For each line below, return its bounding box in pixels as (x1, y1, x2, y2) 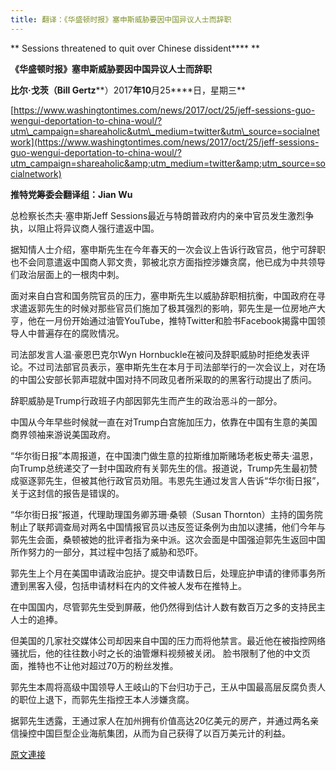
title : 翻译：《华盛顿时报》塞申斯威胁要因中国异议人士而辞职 (10, 14, 232, 25)
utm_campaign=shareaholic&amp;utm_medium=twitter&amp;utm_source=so (10, 157, 326, 169)
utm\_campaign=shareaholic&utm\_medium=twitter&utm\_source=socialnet (10, 125, 320, 137)
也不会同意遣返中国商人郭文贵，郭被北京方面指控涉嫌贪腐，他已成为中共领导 (10, 256, 326, 268)
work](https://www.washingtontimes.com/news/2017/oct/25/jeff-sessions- (10, 136, 320, 148)
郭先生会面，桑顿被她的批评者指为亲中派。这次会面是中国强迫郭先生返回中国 (10, 533, 326, 545)
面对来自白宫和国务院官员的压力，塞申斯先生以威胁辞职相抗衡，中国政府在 (10, 289, 317, 301)
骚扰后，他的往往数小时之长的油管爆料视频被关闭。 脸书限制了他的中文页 (10, 647, 311, 659)
